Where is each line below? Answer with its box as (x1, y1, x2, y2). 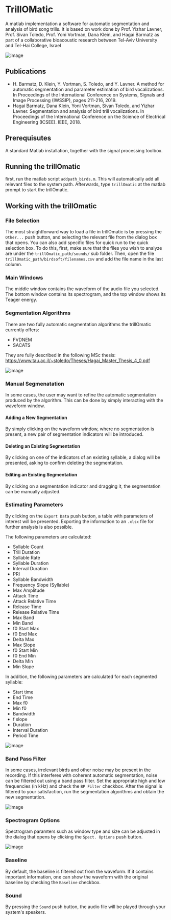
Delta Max (12, 636, 35, 642)
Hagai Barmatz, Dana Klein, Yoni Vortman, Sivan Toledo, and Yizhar (12, 103, 155, 109)
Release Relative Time (12, 609, 60, 615)
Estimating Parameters (5, 501, 63, 508)
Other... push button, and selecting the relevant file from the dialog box (5, 234, 157, 241)
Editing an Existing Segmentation (5, 471, 78, 477)
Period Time (12, 732, 39, 738)
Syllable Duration (12, 560, 49, 566)
